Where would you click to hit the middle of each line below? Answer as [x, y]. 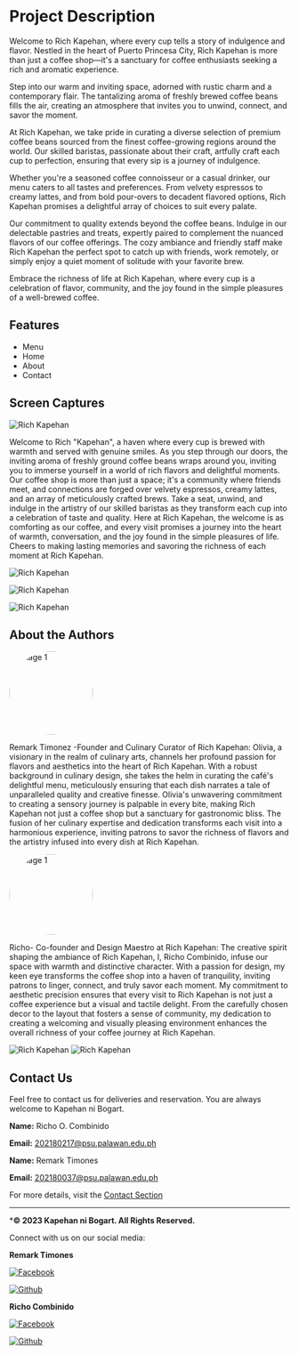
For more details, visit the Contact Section [86, 1195]
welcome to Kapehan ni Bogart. [67, 1109]
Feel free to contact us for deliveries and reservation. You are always [135, 1100]
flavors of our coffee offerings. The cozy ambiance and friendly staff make [146, 242]
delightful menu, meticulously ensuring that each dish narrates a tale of [140, 786]
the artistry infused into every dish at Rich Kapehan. [105, 842]
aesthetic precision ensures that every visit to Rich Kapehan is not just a [141, 995]
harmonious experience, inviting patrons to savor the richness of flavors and [149, 833]
